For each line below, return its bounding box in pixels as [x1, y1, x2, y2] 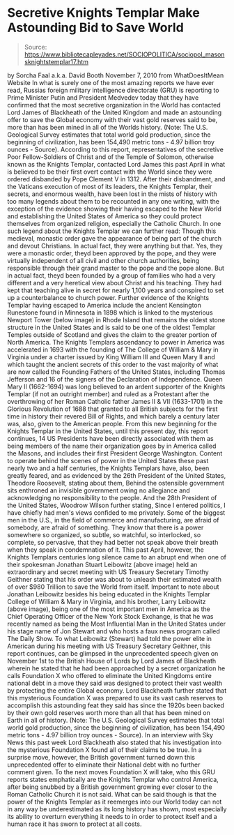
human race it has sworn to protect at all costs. [7, 820, 142, 828]
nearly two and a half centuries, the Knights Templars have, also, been [7, 464, 210, 472]
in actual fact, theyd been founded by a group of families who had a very [7, 271, 216, 280]
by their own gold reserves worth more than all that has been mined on [7, 708, 210, 716]
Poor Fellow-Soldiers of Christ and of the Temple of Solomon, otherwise [7, 152, 214, 161]
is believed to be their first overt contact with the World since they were [7, 167, 212, 176]
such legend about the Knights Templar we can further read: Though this [7, 227, 217, 235]
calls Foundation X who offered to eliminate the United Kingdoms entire [7, 671, 212, 679]
